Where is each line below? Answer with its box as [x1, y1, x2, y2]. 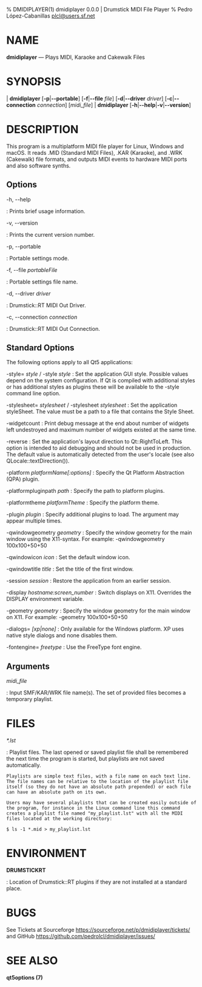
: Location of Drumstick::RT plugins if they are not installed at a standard [6, 878, 187, 886]
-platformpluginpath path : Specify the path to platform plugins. [6, 487, 165, 495]
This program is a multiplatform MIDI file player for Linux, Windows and [6, 143, 184, 150]
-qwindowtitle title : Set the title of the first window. [6, 565, 134, 573]
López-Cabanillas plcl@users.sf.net [6, 12, 95, 19]
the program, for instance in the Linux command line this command [6, 805, 181, 812]
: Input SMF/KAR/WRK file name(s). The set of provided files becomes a [6, 689, 186, 696]
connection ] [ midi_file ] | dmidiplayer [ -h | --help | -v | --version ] [37, 101, 191, 109]
